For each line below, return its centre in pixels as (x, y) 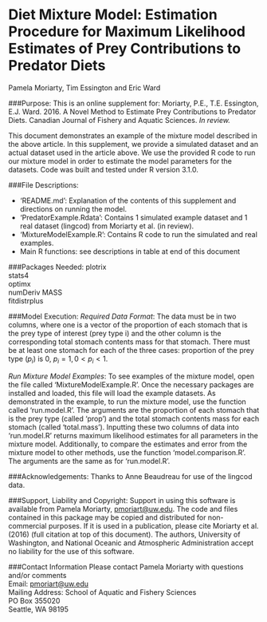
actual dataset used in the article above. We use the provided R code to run (132, 153)
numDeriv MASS (35, 292)
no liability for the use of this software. (71, 551)
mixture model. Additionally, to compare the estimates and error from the (128, 444)
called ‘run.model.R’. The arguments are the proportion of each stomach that (134, 410)
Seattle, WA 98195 (39, 609)
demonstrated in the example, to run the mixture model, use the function (128, 402)
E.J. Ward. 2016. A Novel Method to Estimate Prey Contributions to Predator (132, 111)
